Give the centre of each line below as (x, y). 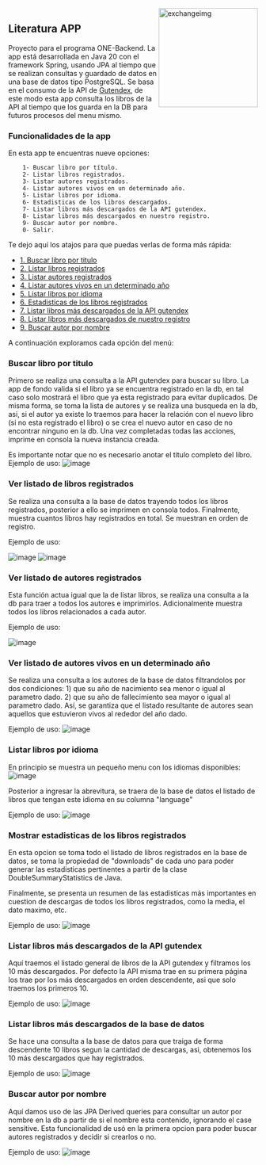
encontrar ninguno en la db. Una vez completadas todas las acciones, (122, 431)
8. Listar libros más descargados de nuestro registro (105, 319)
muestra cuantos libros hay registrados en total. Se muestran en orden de (128, 518)
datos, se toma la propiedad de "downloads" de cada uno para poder (121, 861)
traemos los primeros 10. (48, 988)
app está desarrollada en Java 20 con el (74, 56)
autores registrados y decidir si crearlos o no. (82, 1136)
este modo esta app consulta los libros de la (80, 98)
